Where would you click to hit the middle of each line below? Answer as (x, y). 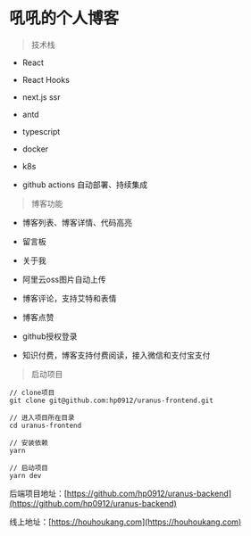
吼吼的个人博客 (64, 18)
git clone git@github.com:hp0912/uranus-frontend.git (112, 400)
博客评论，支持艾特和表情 (69, 298)
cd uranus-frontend (46, 425)
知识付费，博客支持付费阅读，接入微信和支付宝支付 (116, 355)
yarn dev (25, 475)
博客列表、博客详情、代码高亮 (77, 222)
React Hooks (46, 79)
